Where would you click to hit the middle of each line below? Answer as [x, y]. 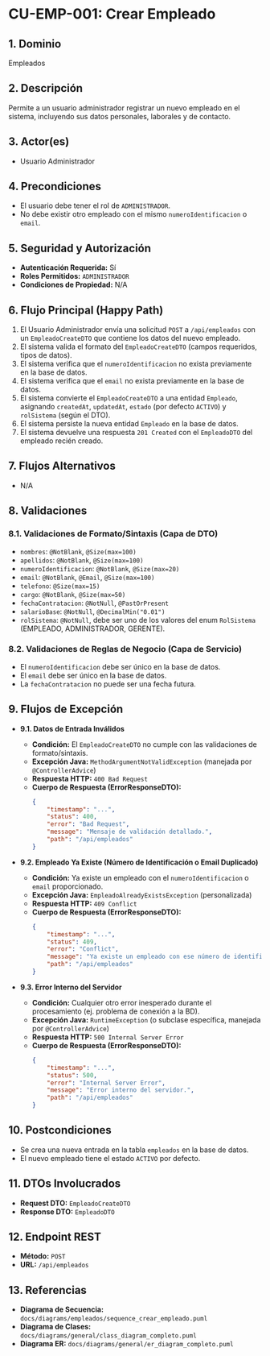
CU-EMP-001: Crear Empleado [112, 14]
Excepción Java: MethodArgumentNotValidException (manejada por [142, 761]
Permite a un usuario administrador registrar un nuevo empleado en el [124, 108]
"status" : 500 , [72, 1075]
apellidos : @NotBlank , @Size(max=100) [82, 560]
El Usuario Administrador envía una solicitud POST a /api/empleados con [137, 330]
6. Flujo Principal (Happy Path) [86, 310]
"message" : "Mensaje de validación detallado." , [130, 832]
